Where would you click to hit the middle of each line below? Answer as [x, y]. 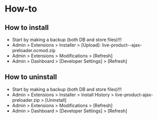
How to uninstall [31, 77]
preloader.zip [26, 100]
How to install [27, 28]
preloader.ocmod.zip [34, 50]
